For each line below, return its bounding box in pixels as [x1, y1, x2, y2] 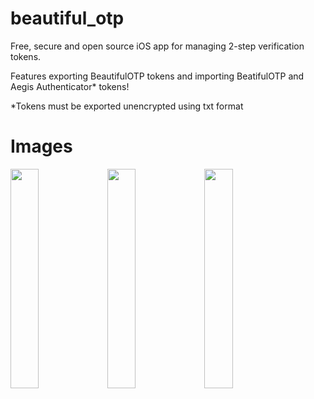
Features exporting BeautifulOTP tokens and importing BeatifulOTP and [10, 70, 305, 82]
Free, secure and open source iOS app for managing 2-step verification [10, 40, 305, 52]
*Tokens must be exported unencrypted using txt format [10, 100, 244, 112]
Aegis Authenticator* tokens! [10, 80, 130, 92]
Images [10, 135, 73, 158]
